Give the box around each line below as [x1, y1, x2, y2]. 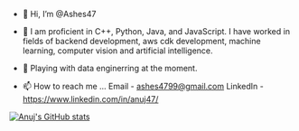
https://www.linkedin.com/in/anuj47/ [22, 94, 159, 104]
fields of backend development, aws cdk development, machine [22, 36, 261, 46]
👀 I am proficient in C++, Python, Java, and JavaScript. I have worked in [22, 26, 291, 36]
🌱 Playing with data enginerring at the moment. [22, 63, 198, 73]
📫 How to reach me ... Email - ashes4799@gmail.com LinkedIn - [22, 81, 264, 91]
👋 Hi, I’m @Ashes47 [22, 9, 97, 19]
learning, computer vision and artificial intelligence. [22, 45, 214, 56]
